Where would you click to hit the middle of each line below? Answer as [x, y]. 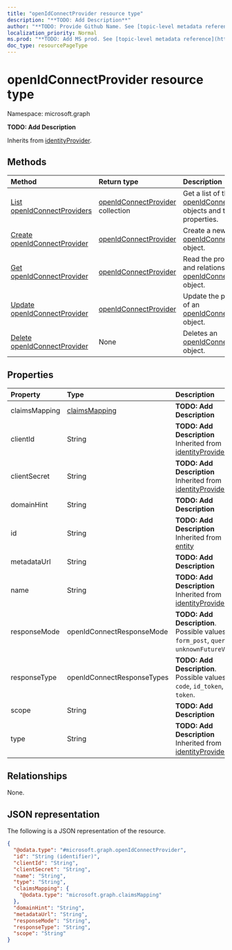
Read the [197, 258]
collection [114, 210]
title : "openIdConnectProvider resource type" [75, 13]
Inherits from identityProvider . [49, 140]
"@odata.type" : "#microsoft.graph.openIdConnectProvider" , [100, 851]
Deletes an [200, 333]
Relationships [37, 776]
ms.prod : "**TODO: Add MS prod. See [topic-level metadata [94, 39]
